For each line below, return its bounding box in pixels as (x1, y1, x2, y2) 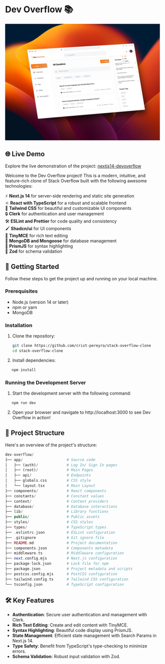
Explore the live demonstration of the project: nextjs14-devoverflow (5, 163, 141, 169)
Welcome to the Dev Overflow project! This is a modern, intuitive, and (5, 172, 146, 178)
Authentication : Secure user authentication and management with (12, 612, 147, 618)
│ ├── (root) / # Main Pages (5, 467, 93, 473)
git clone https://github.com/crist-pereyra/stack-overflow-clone (12, 343, 151, 348)
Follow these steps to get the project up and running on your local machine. (5, 275, 158, 281)
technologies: (5, 183, 33, 189)
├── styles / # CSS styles (5, 520, 93, 525)
